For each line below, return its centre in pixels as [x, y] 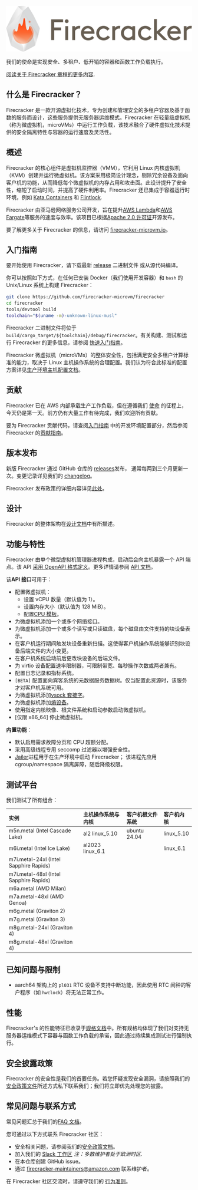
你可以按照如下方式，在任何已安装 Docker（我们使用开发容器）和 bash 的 [95, 278]
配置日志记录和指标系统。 [46, 673]
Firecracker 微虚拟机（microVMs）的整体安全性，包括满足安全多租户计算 [95, 355]
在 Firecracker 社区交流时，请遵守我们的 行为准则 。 [69, 1181]
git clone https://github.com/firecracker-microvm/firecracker [85, 297]
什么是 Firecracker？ [44, 95]
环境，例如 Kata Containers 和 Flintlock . [54, 197]
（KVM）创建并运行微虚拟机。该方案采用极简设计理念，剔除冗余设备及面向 [97, 175]
